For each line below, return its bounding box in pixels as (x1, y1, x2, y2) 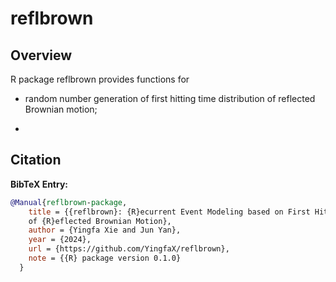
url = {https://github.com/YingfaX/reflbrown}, (28, 244, 230, 254)
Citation (10, 152, 62, 169)
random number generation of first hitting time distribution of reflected (24, 93, 316, 104)
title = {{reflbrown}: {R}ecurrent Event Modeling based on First (28, 207, 311, 217)
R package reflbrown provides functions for (10, 73, 190, 85)
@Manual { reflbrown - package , (10, 197, 128, 207)
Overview (10, 47, 73, 64)
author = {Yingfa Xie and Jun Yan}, (28, 225, 182, 236)
